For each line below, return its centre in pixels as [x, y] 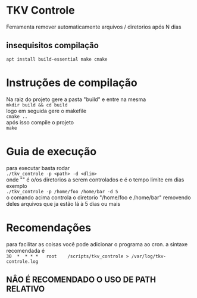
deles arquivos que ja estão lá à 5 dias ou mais [63, 203]
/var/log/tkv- [149, 256]
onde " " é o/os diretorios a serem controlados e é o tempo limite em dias [95, 180]
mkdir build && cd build [37, 105]
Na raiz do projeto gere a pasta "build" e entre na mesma [76, 99]
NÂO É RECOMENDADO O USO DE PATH [81, 279]
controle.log [22, 261]
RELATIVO [26, 289]
